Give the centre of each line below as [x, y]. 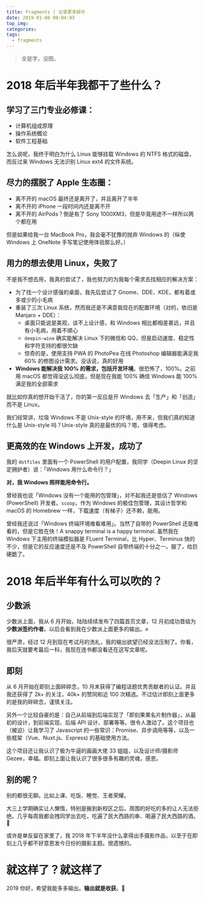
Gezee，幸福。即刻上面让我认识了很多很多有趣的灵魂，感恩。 [84, 759]
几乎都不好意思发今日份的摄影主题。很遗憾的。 [76, 843]
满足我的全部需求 [37, 384]
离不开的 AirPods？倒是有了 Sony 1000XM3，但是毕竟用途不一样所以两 [104, 214]
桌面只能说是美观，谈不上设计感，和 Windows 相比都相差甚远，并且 [110, 323]
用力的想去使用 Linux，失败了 [62, 263]
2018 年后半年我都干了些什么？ [85, 86]
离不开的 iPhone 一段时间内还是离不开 [63, 206]
